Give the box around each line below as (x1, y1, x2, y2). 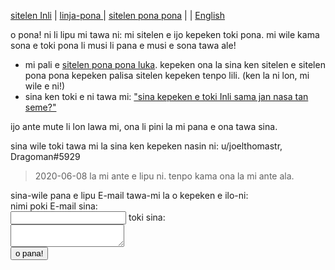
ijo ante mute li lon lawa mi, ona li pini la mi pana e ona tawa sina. (10, 121, 278, 132)
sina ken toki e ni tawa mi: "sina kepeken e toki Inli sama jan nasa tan (24, 91, 309, 102)
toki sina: (128, 211, 166, 223)
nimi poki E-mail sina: (10, 200, 98, 212)
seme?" (24, 101, 57, 113)
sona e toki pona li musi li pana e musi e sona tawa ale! (10, 40, 237, 51)
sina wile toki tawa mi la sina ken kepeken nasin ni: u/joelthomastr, (10, 140, 283, 152)
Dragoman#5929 (10, 151, 81, 162)
